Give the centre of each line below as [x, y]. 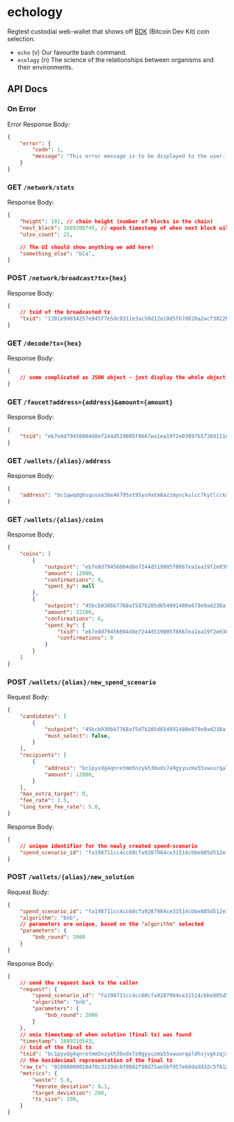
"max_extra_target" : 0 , [54, 794]
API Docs [28, 89]
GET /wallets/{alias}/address [59, 461]
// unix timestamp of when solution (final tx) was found [106, 1035]
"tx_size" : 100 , [56, 1099]
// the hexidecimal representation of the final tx [96, 1061]
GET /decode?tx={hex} [45, 344]
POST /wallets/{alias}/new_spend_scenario [82, 682]
